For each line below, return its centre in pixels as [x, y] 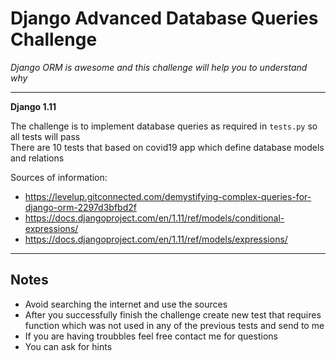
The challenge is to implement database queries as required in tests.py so [164, 126]
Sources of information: [59, 177]
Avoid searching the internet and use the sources [126, 304]
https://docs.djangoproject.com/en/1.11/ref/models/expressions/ [156, 239]
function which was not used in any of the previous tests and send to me [174, 325]
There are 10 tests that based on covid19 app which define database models [167, 147]
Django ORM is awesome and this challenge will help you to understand [159, 67]
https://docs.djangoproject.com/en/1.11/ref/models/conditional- [154, 218]
